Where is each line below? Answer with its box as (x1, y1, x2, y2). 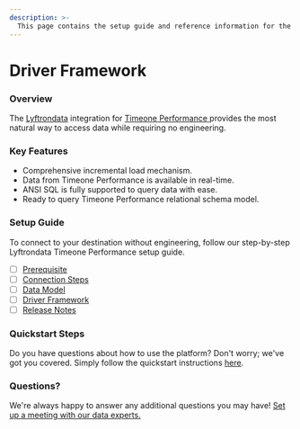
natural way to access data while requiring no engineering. (9, 122, 226, 133)
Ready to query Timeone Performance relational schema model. (22, 194, 260, 205)
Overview (9, 92, 53, 104)
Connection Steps (22, 273, 90, 284)
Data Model (22, 284, 66, 295)
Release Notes (22, 304, 76, 315)
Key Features (9, 145, 69, 157)
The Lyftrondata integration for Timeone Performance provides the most (9, 112, 277, 123)
